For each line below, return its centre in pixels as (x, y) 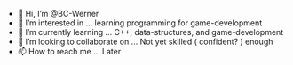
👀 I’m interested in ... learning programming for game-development (140, 23)
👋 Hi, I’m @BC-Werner (58, 14)
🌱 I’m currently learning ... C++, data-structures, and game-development (150, 32)
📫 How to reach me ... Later (69, 51)
